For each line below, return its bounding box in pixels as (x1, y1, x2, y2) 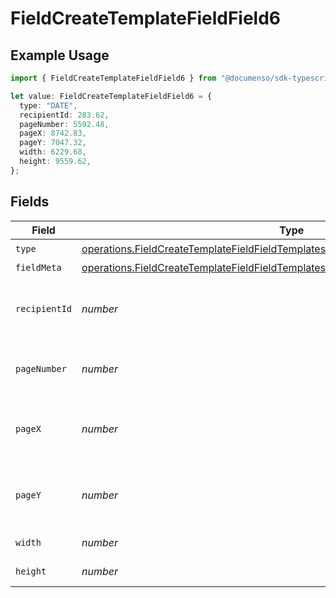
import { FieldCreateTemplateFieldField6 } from (10, 73, 217, 83)
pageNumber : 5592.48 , (19, 119, 110, 129)
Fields (10, 193, 50, 211)
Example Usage (10, 47, 110, 64)
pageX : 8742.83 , (19, 128, 87, 139)
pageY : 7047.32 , (19, 138, 87, 148)
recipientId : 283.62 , (19, 110, 110, 120)
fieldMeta (15, 262, 62, 273)
